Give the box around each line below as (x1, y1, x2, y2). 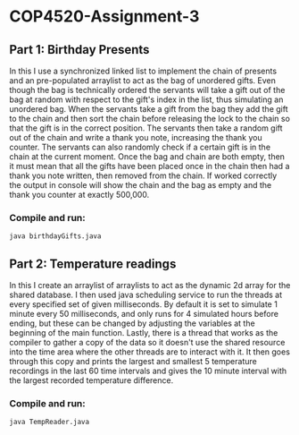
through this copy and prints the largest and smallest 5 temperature (9, 356, 257, 367)
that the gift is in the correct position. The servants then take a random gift (9, 123, 283, 133)
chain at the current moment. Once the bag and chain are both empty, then (9, 151, 286, 162)
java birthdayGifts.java (9, 232, 102, 241)
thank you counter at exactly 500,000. (9, 190, 150, 200)
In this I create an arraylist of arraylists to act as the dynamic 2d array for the (9, 280, 291, 291)
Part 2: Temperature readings (9, 256, 177, 271)
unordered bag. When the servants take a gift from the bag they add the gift (9, 104, 288, 114)
